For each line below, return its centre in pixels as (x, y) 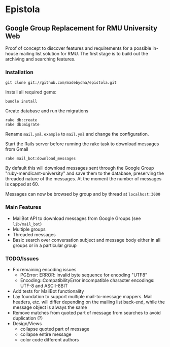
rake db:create (21, 120)
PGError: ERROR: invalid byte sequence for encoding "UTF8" (84, 275)
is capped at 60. (22, 184)
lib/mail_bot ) (27, 224)
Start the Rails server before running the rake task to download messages (82, 144)
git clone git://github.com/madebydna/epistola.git (61, 83)
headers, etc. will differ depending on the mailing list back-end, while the (89, 302)
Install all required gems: (31, 92)
